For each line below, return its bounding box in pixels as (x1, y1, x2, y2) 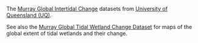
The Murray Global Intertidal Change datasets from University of (6, 5, 168, 12)
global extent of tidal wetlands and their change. (6, 30, 128, 37)
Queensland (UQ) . (6, 12, 52, 19)
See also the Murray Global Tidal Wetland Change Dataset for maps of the (6, 24, 193, 30)
